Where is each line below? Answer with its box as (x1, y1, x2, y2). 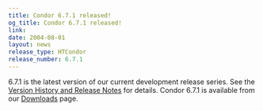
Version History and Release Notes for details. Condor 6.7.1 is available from (8, 85, 255, 94)
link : (8, 26, 26, 34)
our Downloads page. (8, 94, 78, 103)
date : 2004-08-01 (8, 33, 66, 42)
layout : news (8, 41, 51, 49)
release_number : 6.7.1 (8, 56, 83, 64)
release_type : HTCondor (8, 48, 87, 56)
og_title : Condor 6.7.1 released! (8, 19, 123, 27)
